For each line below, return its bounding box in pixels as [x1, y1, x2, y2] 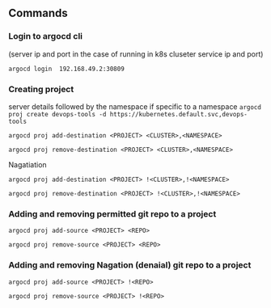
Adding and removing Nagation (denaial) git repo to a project [8, 259, 252, 271]
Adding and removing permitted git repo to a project [8, 208, 217, 219]
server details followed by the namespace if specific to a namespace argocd [8, 101, 261, 112]
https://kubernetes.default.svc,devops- [109, 110, 248, 118]
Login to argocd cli [8, 31, 83, 42]
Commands [8, 6, 69, 20]
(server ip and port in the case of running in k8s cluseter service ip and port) [8, 49, 264, 59]
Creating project [8, 83, 74, 95]
